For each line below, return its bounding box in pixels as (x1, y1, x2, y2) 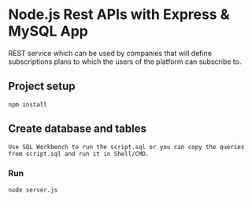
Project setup (8, 80, 76, 93)
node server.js (8, 185, 58, 194)
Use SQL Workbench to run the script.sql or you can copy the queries (8, 143, 245, 151)
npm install (8, 100, 47, 108)
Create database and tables (8, 122, 147, 136)
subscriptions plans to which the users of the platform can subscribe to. (8, 57, 242, 66)
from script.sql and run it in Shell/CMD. (8, 150, 150, 158)
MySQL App (8, 22, 88, 40)
